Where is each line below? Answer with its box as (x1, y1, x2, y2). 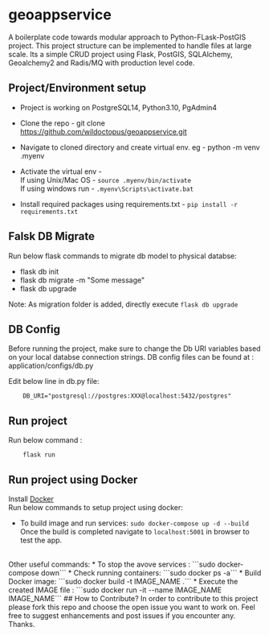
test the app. (19, 535, 63, 545)
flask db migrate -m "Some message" (19, 275, 145, 285)
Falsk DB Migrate (8, 229, 95, 243)
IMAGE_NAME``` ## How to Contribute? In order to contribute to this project (8, 594, 259, 603)
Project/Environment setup (8, 81, 147, 95)
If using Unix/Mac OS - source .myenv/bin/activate (19, 175, 191, 184)
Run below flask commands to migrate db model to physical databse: (8, 251, 237, 261)
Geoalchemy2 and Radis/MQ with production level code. (8, 58, 195, 68)
